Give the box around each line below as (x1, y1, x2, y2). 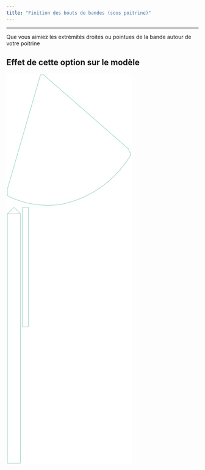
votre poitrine (6, 40, 40, 47)
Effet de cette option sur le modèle (6, 57, 140, 68)
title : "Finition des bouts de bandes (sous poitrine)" (6, 10, 151, 16)
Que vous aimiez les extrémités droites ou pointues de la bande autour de (6, 33, 192, 40)
